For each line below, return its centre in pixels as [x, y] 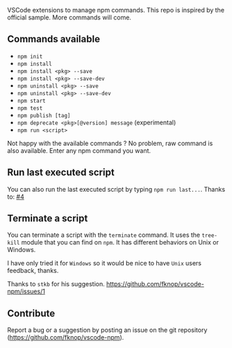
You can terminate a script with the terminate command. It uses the [103, 235]
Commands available [54, 39]
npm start [32, 101]
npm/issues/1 [26, 292]
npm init [30, 56]
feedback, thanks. [33, 271]
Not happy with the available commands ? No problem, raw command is [110, 143]
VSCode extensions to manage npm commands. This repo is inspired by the [116, 10]
